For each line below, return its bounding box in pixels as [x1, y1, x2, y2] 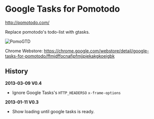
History [5, 67, 28, 76]
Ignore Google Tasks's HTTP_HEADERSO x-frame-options [12, 89, 121, 96]
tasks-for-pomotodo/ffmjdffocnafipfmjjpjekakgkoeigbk [5, 53, 115, 59]
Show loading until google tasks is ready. [12, 108, 95, 114]
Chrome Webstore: [5, 48, 43, 54]
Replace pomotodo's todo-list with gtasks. [5, 29, 90, 35]
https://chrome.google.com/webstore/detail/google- [43, 48, 149, 54]
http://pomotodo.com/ [5, 20, 50, 25]
